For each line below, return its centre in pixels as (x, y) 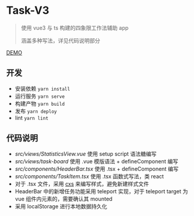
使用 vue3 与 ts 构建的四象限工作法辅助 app (75, 28)
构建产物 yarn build (40, 103)
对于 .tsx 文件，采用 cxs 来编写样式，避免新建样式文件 (82, 184)
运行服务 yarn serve (40, 96)
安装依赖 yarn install (42, 88)
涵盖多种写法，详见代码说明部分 (60, 40)
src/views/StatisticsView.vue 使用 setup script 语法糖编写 (86, 154)
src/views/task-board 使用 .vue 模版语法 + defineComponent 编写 (96, 161)
